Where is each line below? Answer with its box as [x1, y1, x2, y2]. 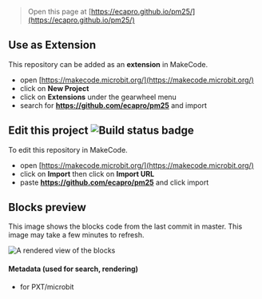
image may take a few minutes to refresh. [8, 230, 145, 240]
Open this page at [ [27, 7, 92, 16]
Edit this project [8, 124, 89, 138]
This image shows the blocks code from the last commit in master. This [8, 221, 243, 231]
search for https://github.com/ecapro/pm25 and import [19, 100, 208, 110]
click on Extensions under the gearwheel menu [19, 92, 177, 102]
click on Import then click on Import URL [19, 169, 155, 178]
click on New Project [19, 83, 89, 93]
